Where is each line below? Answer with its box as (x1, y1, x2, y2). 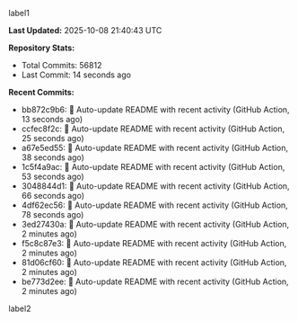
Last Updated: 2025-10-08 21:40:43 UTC (8, 25, 162, 35)
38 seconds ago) (21, 152, 84, 163)
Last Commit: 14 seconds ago (21, 69, 132, 80)
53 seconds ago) (21, 171, 84, 182)
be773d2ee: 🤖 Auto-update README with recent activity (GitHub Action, (21, 276, 289, 287)
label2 (8, 303, 31, 314)
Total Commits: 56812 (21, 60, 102, 70)
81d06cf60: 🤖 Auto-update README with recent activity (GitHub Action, (21, 257, 287, 268)
